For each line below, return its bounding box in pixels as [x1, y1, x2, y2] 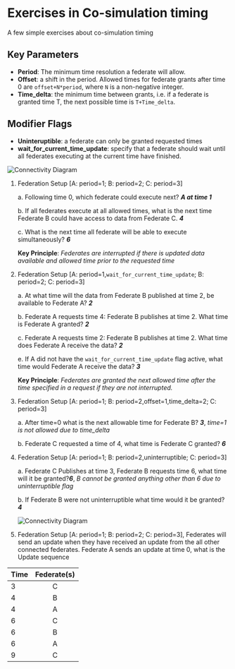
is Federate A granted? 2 [17, 320, 89, 328]
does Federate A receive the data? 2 [17, 341, 123, 349]
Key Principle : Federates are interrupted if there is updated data [17, 248, 205, 257]
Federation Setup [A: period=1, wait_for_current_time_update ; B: [17, 270, 204, 278]
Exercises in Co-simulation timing [7, 5, 209, 21]
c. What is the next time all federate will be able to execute [17, 227, 187, 236]
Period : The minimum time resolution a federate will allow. [17, 67, 186, 76]
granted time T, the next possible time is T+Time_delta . [17, 97, 176, 106]
